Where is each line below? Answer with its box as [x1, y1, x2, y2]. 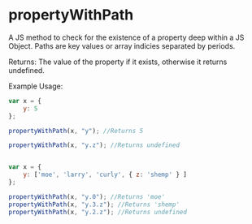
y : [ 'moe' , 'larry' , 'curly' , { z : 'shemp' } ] [23, 170, 187, 179]
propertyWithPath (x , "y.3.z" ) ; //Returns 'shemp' [8, 200, 180, 209]
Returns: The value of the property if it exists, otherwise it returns [8, 57, 228, 67]
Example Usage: [8, 81, 63, 91]
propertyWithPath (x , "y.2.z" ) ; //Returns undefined [8, 208, 187, 216]
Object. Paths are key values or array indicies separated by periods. [8, 41, 236, 50]
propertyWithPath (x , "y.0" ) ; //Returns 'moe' [8, 192, 165, 200]
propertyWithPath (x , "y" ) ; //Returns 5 [8, 127, 144, 135]
